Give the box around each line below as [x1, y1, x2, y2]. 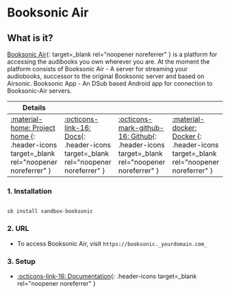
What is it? [7, 32, 53, 44]
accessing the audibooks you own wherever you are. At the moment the [7, 58, 210, 66]
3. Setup [7, 256, 36, 266]
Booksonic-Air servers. [7, 87, 72, 95]
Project [31, 123, 56, 132]
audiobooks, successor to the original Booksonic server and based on [7, 72, 205, 80]
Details [23, 103, 46, 112]
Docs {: [64, 132, 86, 141]
